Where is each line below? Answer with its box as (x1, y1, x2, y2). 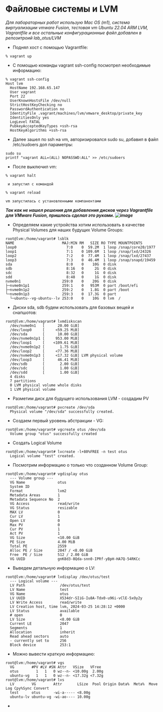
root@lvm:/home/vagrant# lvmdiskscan (5, 319, 82, 324)
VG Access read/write (10, 501, 80, 506)
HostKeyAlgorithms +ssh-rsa (10, 128, 67, 133)
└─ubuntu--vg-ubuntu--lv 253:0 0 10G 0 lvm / (10, 295, 121, 301)
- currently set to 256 (10, 638, 67, 643)
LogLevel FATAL (10, 119, 41, 124)
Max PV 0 (10, 522, 60, 527)
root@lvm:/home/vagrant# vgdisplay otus (5, 471, 89, 476)
